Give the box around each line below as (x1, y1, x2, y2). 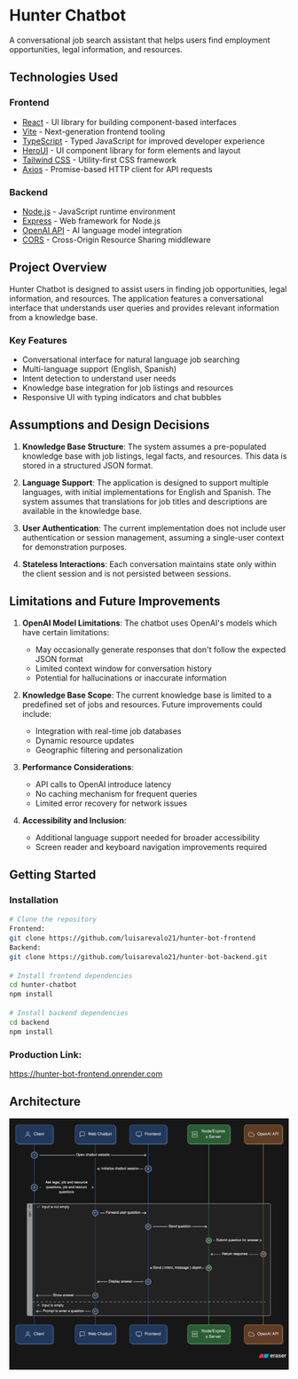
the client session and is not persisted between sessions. (21, 568, 231, 579)
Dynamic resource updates (35, 735, 135, 745)
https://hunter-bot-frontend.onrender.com (9, 1068, 163, 1079)
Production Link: (9, 1048, 82, 1060)
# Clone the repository (9, 915, 98, 924)
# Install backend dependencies (9, 1009, 129, 1018)
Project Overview (9, 260, 107, 275)
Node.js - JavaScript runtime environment (21, 206, 176, 217)
